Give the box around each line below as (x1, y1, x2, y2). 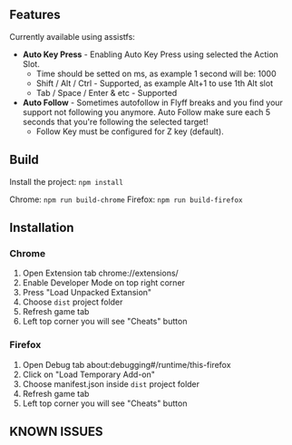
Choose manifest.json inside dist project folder (22, 378, 200, 389)
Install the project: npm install (9, 176, 124, 187)
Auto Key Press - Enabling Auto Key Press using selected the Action (22, 49, 279, 60)
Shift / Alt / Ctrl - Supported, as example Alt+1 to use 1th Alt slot (35, 77, 274, 89)
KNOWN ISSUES (9, 424, 103, 439)
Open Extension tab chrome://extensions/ (22, 267, 179, 279)
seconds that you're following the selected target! (22, 116, 209, 127)
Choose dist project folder (22, 296, 123, 307)
